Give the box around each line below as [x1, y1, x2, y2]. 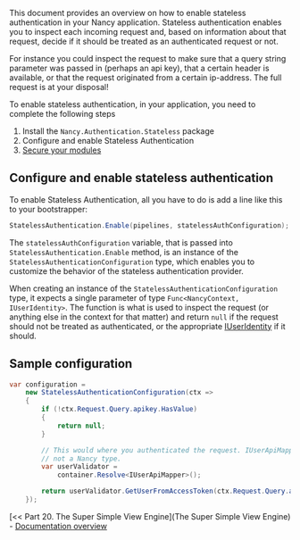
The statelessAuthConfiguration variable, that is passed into [9, 237, 234, 248]
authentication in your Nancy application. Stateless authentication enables [9, 17, 282, 28]
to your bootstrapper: [9, 204, 87, 214]
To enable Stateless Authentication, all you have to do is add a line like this [9, 194, 283, 204]
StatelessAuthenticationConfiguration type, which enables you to [9, 256, 255, 267]
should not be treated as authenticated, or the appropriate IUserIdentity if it [9, 320, 286, 331]
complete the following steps [9, 109, 116, 119]
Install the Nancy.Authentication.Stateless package [21, 126, 214, 137]
